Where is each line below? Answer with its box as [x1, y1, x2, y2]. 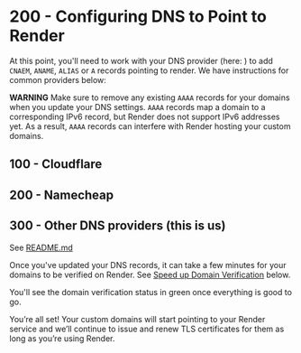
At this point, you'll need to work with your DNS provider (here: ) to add [9, 55, 273, 66]
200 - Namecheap [9, 187, 114, 202]
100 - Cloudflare [9, 156, 103, 172]
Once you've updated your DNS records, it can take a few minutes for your [9, 259, 287, 270]
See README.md [9, 242, 74, 253]
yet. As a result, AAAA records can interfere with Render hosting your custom [9, 120, 291, 132]
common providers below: [9, 74, 106, 85]
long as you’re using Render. [9, 332, 115, 344]
